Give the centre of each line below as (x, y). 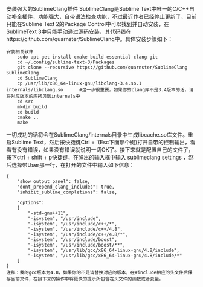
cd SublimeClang (38, 78)
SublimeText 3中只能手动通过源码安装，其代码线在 (69, 31)
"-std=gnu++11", (48, 213)
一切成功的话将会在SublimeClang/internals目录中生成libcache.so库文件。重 (100, 134)
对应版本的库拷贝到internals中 (45, 96)
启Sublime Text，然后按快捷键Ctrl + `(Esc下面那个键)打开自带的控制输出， (98, 142)
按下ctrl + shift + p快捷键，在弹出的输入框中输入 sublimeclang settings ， (98, 157)
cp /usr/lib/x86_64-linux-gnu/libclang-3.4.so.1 (79, 83)
